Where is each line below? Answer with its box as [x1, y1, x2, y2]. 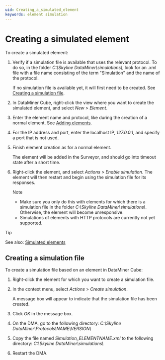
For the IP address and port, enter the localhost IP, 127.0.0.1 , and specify [12, 130, 160, 136]
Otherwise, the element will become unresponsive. [19, 209, 124, 215]
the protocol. [12, 75, 39, 81]
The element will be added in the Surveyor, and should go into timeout [12, 154, 157, 160]
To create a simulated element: [5, 50, 69, 56]
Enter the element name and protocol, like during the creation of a [12, 115, 148, 121]
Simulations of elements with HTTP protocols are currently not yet [19, 215, 155, 221]
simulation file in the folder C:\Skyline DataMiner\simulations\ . [19, 204, 147, 210]
